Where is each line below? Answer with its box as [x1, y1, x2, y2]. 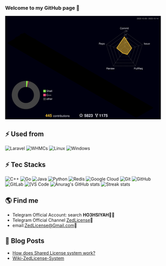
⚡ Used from [5, 130, 44, 138]
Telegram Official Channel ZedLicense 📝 [12, 217, 93, 223]
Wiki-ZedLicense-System [12, 255, 64, 261]
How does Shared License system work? [12, 250, 95, 256]
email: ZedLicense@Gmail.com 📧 [12, 222, 78, 228]
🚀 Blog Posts [5, 237, 44, 245]
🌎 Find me [5, 196, 39, 205]
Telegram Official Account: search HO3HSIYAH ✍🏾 [12, 212, 115, 217]
